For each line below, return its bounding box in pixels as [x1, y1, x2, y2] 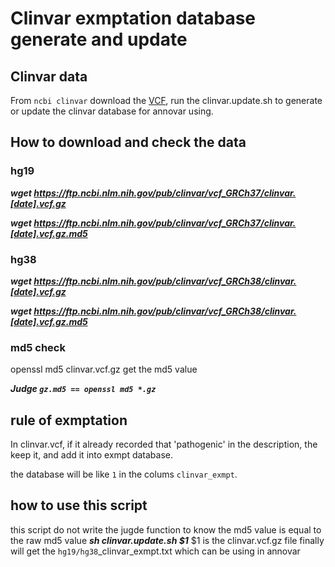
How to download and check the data [10, 134, 247, 151]
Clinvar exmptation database [10, 7, 257, 30]
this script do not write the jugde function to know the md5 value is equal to [10, 523, 322, 536]
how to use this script [10, 497, 148, 514]
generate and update [10, 28, 188, 51]
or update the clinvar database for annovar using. [10, 105, 214, 117]
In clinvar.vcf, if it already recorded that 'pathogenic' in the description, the [10, 438, 318, 451]
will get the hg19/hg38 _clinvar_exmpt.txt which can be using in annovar [10, 545, 301, 557]
